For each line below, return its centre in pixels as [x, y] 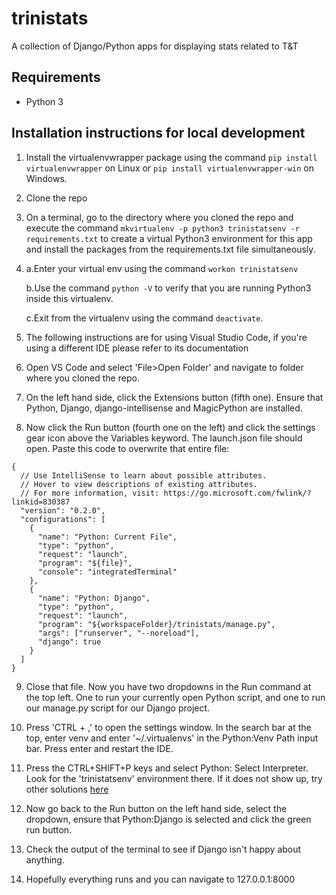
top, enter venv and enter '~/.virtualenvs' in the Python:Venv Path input [172, 738]
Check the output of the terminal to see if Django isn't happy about [163, 849]
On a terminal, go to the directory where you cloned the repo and [159, 217]
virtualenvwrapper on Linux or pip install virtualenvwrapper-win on [169, 168]
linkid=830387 [41, 502]
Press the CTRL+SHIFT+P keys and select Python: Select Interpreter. [167, 768]
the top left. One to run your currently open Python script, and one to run [175, 697]
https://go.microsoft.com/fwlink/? [237, 493]
